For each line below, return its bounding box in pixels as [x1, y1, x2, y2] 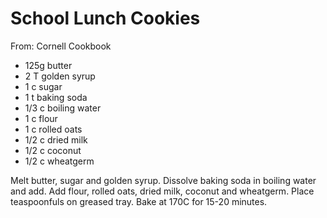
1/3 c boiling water [24, 102, 102, 114]
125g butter [24, 59, 73, 71]
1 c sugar [24, 80, 63, 92]
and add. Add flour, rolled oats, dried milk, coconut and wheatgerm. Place [10, 185, 315, 197]
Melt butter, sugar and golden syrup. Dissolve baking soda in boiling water [10, 174, 317, 186]
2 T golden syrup [24, 70, 96, 82]
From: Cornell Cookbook [10, 40, 112, 52]
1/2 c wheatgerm [24, 155, 95, 167]
